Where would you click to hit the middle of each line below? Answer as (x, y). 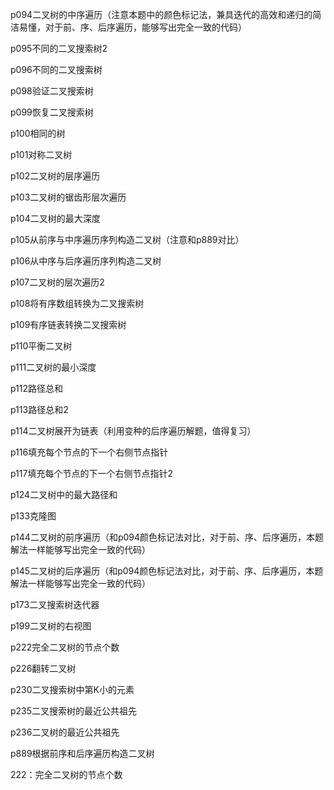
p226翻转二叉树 (43, 668)
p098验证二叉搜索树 (52, 91)
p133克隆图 (33, 516)
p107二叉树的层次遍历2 (57, 282)
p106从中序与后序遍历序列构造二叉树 (86, 261)
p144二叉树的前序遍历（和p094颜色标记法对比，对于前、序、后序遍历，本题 (167, 537)
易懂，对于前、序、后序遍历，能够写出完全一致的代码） (132, 27)
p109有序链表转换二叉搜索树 (68, 324)
